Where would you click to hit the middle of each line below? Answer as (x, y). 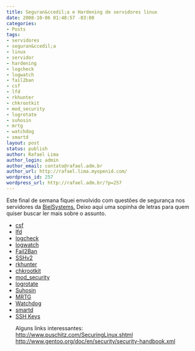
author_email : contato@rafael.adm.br (55, 166)
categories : (21, 23)
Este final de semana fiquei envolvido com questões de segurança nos (96, 200)
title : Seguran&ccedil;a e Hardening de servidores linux (82, 12)
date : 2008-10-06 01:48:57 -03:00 (51, 18)
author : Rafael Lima (33, 154)
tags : (13, 35)
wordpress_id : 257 (30, 177)
